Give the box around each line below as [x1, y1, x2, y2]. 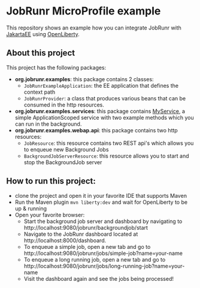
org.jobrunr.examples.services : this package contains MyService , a [14, 107, 186, 115]
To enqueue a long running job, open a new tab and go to [23, 256, 166, 263]
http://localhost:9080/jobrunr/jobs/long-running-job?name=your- [23, 262, 185, 269]
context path [23, 88, 56, 96]
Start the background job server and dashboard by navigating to [23, 218, 183, 225]
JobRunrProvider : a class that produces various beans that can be [23, 94, 186, 102]
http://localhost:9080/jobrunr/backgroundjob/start [23, 224, 149, 231]
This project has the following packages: [6, 64, 107, 71]
